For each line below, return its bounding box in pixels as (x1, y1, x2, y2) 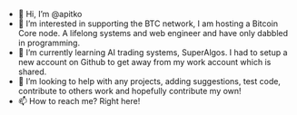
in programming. (17, 37, 80, 48)
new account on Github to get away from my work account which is (17, 57, 272, 67)
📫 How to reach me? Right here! (17, 96, 141, 106)
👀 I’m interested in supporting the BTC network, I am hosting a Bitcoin (17, 18, 279, 29)
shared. (17, 66, 47, 77)
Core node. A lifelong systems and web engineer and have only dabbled (17, 28, 289, 38)
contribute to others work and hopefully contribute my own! (17, 86, 243, 96)
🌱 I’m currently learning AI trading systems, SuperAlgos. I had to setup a (17, 47, 288, 58)
